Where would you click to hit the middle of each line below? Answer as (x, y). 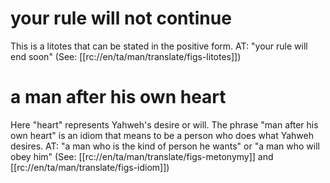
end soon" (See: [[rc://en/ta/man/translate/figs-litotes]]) (126, 56)
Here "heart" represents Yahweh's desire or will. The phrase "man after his (164, 124)
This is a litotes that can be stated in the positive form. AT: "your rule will (159, 46)
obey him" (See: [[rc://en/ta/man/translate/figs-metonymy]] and (142, 156)
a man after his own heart (118, 97)
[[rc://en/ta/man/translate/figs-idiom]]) (90, 167)
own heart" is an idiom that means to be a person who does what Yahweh (162, 135)
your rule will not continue (121, 18)
